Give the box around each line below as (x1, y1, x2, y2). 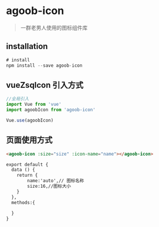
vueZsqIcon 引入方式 (6, 80, 84, 90)
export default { (6, 161, 49, 167)
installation (6, 42, 48, 51)
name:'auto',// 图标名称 (27, 178, 84, 184)
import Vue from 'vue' (6, 101, 62, 108)
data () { (11, 167, 35, 173)
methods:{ (11, 200, 35, 205)
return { (16, 173, 38, 178)
